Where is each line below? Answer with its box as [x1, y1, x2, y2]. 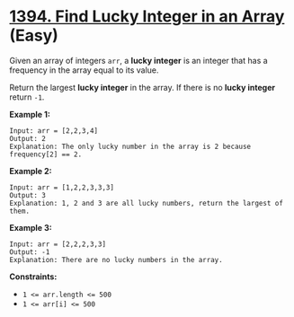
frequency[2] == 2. [9, 150, 83, 159]
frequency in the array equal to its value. [9, 65, 159, 75]
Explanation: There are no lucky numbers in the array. [9, 255, 223, 264]
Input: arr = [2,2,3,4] [9, 126, 99, 136]
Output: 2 [9, 134, 47, 143]
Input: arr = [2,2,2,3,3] [9, 240, 106, 249]
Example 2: [9, 165, 52, 176]
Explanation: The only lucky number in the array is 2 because [9, 142, 252, 151]
